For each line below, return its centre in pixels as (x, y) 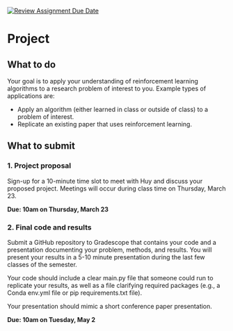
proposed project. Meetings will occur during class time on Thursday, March (116, 188)
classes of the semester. (42, 264)
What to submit (41, 146)
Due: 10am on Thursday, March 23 (58, 209)
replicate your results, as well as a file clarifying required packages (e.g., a (114, 285)
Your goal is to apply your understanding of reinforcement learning (103, 81)
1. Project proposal (39, 165)
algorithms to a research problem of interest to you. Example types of (107, 88)
